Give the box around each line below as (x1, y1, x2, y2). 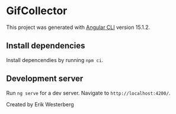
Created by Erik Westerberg (6, 100, 74, 108)
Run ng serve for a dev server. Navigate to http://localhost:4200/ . (6, 89, 171, 96)
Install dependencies (6, 41, 85, 51)
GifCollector (6, 4, 68, 18)
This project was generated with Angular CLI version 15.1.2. (6, 24, 151, 31)
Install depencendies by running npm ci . (6, 56, 104, 63)
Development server (6, 74, 84, 84)
